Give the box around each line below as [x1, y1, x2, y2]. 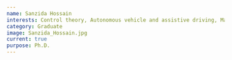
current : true [6, 36, 48, 43]
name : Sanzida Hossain [6, 10, 72, 17]
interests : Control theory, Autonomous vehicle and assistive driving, [6, 17, 217, 23]
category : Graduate [6, 23, 63, 30]
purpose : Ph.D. [6, 42, 51, 49]
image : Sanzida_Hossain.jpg [6, 29, 88, 37]
